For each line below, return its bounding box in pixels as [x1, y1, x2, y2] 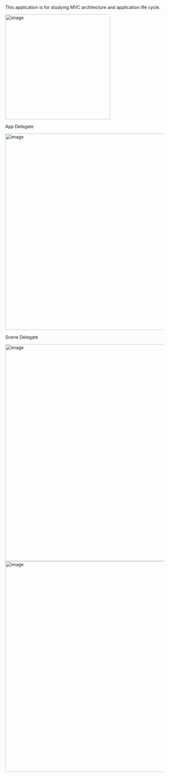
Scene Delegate [5, 334, 39, 340]
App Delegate [5, 124, 34, 129]
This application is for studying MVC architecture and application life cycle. [5, 5, 161, 10]
